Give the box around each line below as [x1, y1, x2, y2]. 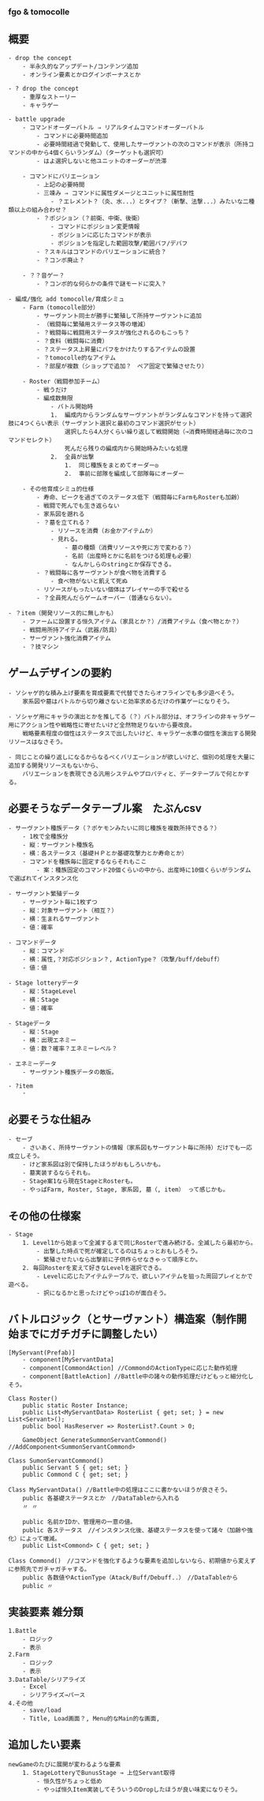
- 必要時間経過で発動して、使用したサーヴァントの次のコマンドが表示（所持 [36, 140, 248, 148]
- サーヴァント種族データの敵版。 [22, 1068, 118, 1077]
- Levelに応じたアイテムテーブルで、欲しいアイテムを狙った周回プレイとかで [36, 1272, 254, 1280]
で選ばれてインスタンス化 [8, 875, 79, 883]
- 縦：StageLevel [22, 988, 77, 996]
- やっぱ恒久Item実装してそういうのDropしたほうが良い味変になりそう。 [36, 1786, 242, 1794]
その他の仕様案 [8, 1209, 81, 1223]
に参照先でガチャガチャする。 [8, 1565, 91, 1573]
